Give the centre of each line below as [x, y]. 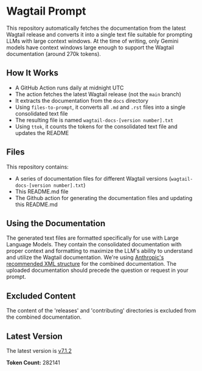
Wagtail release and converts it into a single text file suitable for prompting [99, 34]
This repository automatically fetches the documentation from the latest [96, 28]
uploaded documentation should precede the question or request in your [97, 270]
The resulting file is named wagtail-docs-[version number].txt [94, 120]
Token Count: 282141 [33, 362]
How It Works [33, 73]
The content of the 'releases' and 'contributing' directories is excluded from [101, 311]
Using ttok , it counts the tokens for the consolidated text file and [96, 127]
